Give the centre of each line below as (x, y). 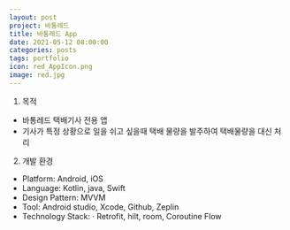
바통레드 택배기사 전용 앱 (65, 119)
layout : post (33, 17)
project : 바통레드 (39, 26)
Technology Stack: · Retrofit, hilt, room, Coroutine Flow (122, 216)
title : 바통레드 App (43, 34)
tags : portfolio (39, 58)
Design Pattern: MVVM (64, 197)
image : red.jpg (37, 75)
